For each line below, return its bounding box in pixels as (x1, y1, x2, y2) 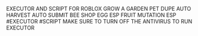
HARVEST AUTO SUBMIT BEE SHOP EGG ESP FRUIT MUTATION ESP (6, 11, 176, 19)
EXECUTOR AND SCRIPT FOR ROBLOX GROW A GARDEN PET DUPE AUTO (6, 5, 191, 12)
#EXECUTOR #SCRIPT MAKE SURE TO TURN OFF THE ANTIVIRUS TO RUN (6, 18, 193, 25)
